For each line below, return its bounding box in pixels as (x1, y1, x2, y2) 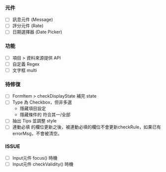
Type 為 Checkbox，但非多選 (12, 99, 72, 105)
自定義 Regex (12, 61, 40, 67)
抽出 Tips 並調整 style (12, 118, 57, 124)
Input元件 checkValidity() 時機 (12, 161, 73, 167)
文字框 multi (12, 67, 37, 73)
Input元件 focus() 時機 (12, 155, 58, 161)
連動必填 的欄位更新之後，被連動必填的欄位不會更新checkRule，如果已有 (12, 124, 161, 130)
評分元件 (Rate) (12, 23, 44, 29)
